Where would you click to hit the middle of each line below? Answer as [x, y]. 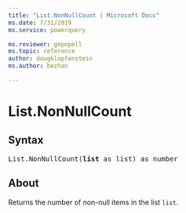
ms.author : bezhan [38, 66]
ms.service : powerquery [47, 30]
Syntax [26, 141]
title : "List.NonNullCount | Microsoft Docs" [84, 15]
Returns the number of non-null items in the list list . [93, 202]
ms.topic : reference [42, 52]
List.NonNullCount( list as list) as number [93, 159]
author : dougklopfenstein [50, 59]
